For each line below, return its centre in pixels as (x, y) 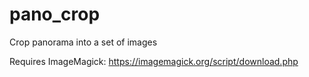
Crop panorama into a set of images (83, 42)
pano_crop (55, 14)
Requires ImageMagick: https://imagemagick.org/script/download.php (154, 61)
